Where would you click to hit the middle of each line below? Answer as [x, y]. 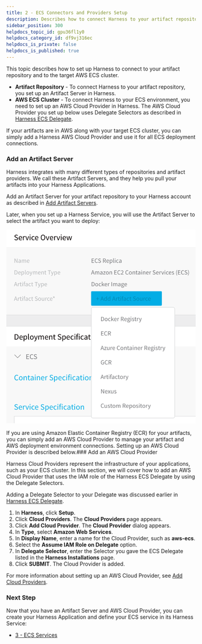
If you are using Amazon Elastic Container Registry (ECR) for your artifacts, [99, 433]
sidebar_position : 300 [35, 25]
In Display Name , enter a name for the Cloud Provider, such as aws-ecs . [105, 538]
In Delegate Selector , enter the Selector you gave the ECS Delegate [99, 551]
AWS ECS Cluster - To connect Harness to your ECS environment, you [103, 99]
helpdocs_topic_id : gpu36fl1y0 [45, 32]
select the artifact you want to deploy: [53, 221]
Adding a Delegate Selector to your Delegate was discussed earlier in [92, 495]
